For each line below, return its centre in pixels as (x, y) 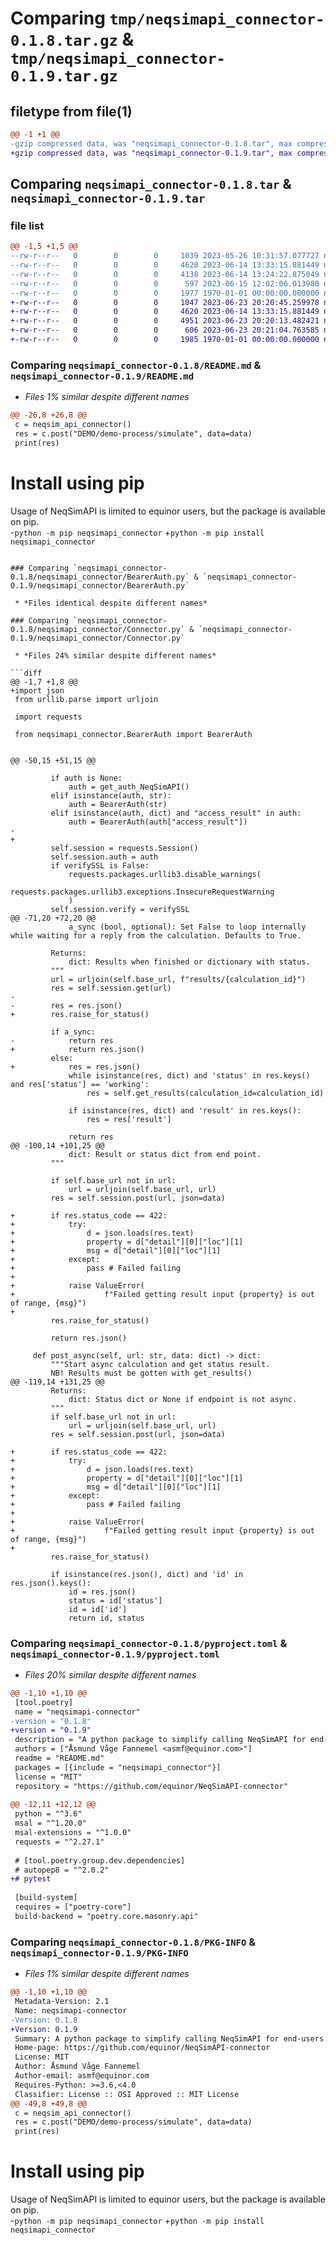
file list (27, 225)
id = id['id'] (98, 1609)
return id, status (106, 1618)
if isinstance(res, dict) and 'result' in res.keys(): (185, 1110)
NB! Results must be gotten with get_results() (151, 1373)
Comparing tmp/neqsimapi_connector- (167, 18)
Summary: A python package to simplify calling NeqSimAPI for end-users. (171, 2038)
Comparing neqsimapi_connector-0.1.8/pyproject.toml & (149, 1643)
